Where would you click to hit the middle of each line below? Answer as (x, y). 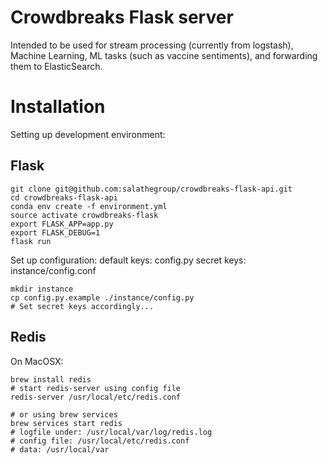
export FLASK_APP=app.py (62, 224)
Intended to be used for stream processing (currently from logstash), (152, 45)
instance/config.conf (53, 270)
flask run (31, 241)
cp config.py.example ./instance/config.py (102, 297)
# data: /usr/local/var (60, 449)
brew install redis (51, 379)
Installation (58, 107)
